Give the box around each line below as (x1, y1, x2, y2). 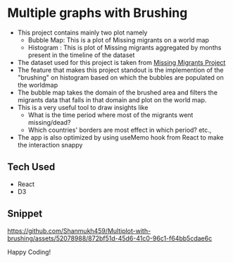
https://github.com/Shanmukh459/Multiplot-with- (7, 226, 151, 235)
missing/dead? (27, 118, 71, 126)
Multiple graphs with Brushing (7, 5, 188, 21)
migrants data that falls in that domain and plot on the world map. (17, 95, 207, 104)
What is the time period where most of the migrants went (27, 111, 194, 119)
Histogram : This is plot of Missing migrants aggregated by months (27, 43, 222, 51)
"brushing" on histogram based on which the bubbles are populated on (17, 73, 224, 82)
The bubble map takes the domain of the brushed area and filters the (17, 88, 218, 97)
